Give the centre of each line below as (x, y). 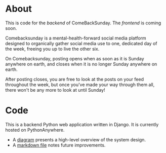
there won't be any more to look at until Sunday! (55, 90)
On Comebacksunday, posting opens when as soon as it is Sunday (75, 58)
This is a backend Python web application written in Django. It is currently (82, 124)
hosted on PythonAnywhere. (35, 130)
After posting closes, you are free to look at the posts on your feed (75, 79)
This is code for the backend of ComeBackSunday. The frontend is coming (83, 23)
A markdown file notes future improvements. (59, 145)
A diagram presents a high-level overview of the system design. (79, 139)
